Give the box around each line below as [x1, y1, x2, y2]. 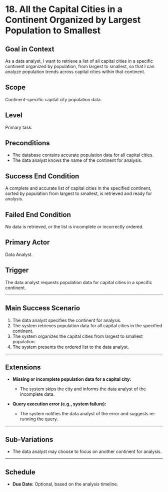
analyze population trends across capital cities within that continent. [5, 69, 145, 75]
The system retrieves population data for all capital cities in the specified [12, 322, 162, 329]
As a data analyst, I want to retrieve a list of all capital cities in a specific [5, 58, 153, 64]
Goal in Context [5, 45, 54, 53]
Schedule [5, 467, 36, 476]
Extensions [5, 363, 41, 371]
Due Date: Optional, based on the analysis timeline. [12, 481, 118, 487]
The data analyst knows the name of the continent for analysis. [12, 157, 142, 163]
